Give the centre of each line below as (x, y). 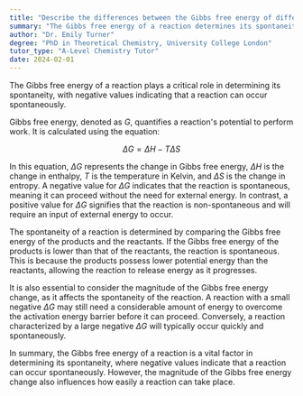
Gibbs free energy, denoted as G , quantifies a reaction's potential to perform (151, 122)
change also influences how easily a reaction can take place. (123, 382)
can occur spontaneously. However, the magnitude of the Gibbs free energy (151, 372)
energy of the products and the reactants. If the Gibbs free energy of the (144, 241)
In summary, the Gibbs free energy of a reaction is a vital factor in (131, 353)
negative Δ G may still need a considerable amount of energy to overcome (146, 307)
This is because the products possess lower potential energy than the (139, 261)
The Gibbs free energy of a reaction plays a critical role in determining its (145, 85)
